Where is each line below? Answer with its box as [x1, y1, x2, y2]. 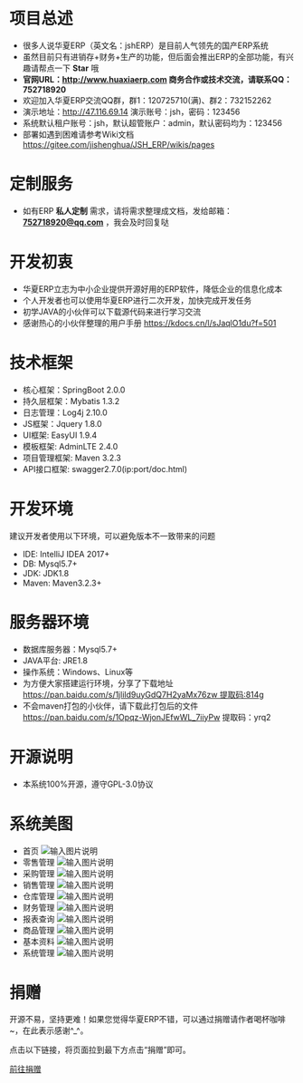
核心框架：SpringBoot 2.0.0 [22, 384, 126, 395]
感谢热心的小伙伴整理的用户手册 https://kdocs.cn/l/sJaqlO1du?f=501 [22, 317, 277, 328]
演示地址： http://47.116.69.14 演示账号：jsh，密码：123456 [22, 106, 241, 117]
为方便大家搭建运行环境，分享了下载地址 [22, 677, 174, 689]
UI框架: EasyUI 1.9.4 [22, 430, 98, 440]
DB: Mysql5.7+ [22, 558, 78, 569]
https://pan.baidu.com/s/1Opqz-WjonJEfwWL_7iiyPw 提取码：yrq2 [22, 711, 271, 722]
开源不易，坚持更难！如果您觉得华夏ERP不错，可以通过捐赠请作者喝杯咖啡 [9, 1014, 287, 1025]
